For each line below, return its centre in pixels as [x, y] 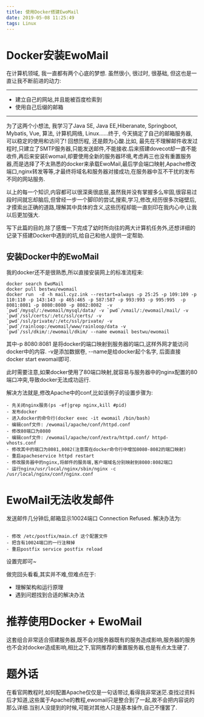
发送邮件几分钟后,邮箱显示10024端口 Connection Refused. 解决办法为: [94, 518]
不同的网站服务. [26, 179]
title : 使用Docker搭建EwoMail [42, 12]
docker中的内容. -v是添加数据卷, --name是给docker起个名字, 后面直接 [93, 351]
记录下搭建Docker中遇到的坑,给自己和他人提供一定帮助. [75, 236]
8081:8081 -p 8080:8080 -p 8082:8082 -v [59, 305]
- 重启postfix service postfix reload [54, 549]
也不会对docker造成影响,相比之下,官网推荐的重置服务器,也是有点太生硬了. [98, 647]
